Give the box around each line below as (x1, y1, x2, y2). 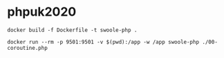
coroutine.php (7, 44, 48, 51)
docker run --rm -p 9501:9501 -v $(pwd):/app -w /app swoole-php (7, 38, 199, 45)
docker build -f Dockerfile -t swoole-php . (7, 27, 138, 33)
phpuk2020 (7, 4, 77, 20)
